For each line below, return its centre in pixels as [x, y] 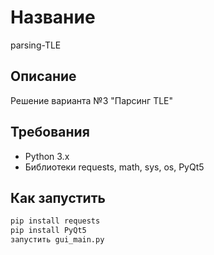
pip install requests [55, 221]
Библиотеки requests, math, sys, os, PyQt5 [114, 167]
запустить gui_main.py [57, 240]
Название [53, 17]
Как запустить [58, 197]
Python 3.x [47, 156]
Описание [43, 76]
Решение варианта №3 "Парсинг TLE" [92, 100]
